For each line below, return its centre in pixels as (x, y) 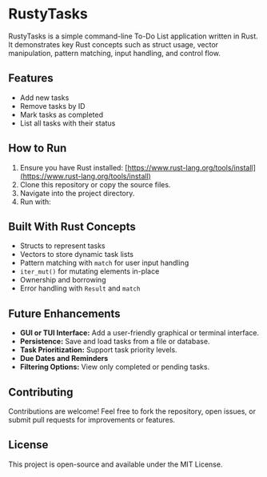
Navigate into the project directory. (77, 193)
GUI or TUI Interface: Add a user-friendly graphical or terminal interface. (139, 333)
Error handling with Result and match (80, 288)
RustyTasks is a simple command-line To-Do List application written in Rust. (133, 36)
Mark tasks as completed (62, 114)
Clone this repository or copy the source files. (95, 184)
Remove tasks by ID (52, 106)
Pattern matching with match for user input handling (104, 263)
